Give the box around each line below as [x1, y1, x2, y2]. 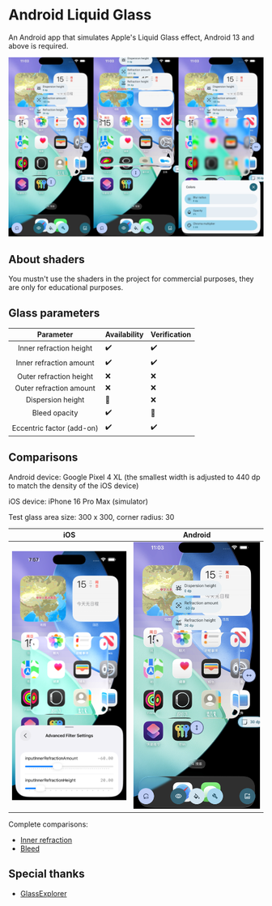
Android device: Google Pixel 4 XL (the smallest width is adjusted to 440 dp [8, 472, 261, 482]
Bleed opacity [32, 408, 79, 418]
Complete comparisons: [8, 819, 89, 829]
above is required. [8, 40, 69, 50]
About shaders [8, 253, 85, 266]
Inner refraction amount [15, 358, 95, 368]
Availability [104, 330, 144, 339]
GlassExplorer [19, 888, 67, 898]
